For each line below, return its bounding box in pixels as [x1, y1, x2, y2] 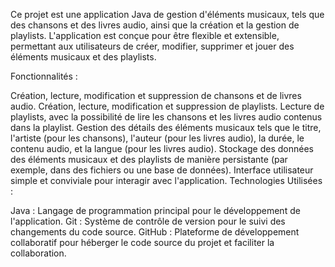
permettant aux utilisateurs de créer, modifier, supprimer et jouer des [10, 40, 295, 52]
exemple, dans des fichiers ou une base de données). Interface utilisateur [10, 164, 314, 176]
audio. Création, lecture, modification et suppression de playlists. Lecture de [10, 100, 325, 112]
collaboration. [10, 247, 67, 259]
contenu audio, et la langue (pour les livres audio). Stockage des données [10, 143, 314, 154]
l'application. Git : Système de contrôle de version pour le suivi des [10, 215, 286, 227]
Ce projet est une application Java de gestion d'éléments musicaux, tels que [10, 9, 325, 20]
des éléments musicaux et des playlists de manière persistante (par [10, 154, 288, 165]
